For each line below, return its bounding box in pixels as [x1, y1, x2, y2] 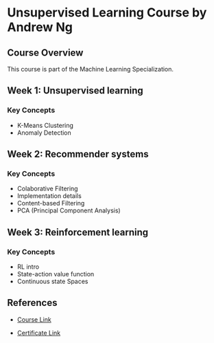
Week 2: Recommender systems [7, 148, 149, 160]
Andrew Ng [7, 19, 73, 35]
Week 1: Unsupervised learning [7, 85, 144, 97]
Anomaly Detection [16, 129, 72, 137]
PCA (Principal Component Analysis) [16, 206, 121, 214]
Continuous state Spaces [16, 277, 88, 286]
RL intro [16, 263, 40, 271]
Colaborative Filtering [16, 184, 78, 193]
